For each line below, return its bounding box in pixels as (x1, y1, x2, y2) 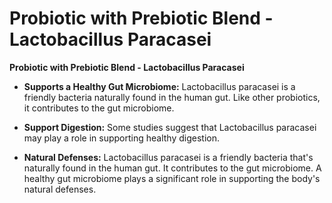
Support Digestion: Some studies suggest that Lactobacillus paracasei (23, 121, 317, 133)
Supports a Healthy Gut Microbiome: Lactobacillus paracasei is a (23, 80, 296, 92)
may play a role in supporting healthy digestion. (23, 132, 220, 144)
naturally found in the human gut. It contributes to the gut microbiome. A (23, 162, 322, 174)
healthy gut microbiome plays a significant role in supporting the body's (23, 172, 321, 184)
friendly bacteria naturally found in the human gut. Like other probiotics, (23, 91, 321, 103)
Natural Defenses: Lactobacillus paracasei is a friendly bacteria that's (23, 151, 314, 163)
